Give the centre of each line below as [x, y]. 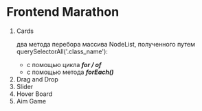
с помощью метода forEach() [70, 72]
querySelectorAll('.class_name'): [62, 51]
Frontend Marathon [63, 12]
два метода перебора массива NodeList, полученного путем [105, 44]
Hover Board [34, 94]
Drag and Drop [37, 79]
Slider [25, 86]
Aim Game [31, 101]
